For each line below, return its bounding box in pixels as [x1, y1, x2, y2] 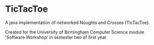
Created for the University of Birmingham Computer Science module [5, 29, 145, 35]
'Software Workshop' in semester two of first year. [5, 34, 108, 40]
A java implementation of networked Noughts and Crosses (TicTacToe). [5, 20, 150, 25]
